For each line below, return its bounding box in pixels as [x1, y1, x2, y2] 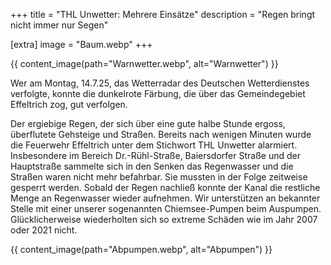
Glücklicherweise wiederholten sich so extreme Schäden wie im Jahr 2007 [10, 214, 318, 225]
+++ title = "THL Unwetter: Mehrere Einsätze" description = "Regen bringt [10, 9, 316, 20]
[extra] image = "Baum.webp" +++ [10, 39, 153, 50]
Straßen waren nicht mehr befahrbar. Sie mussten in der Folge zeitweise [10, 171, 308, 183]
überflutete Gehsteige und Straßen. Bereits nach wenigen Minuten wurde [10, 129, 312, 140]
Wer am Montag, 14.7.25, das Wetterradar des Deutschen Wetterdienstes [10, 77, 310, 89]
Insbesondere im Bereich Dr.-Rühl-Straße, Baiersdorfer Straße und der [10, 150, 301, 161]
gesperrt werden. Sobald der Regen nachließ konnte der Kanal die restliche [10, 182, 321, 193]
